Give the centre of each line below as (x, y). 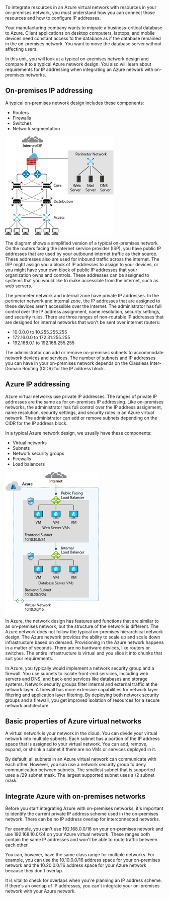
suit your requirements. (29, 658)
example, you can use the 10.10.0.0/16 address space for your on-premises (83, 860)
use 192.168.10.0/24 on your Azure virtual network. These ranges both (77, 834)
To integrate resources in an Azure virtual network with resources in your (81, 7)
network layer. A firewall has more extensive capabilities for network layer (82, 689)
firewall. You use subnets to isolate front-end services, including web (77, 673)
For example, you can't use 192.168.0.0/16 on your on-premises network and (84, 829)
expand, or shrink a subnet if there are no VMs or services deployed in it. (81, 750)
